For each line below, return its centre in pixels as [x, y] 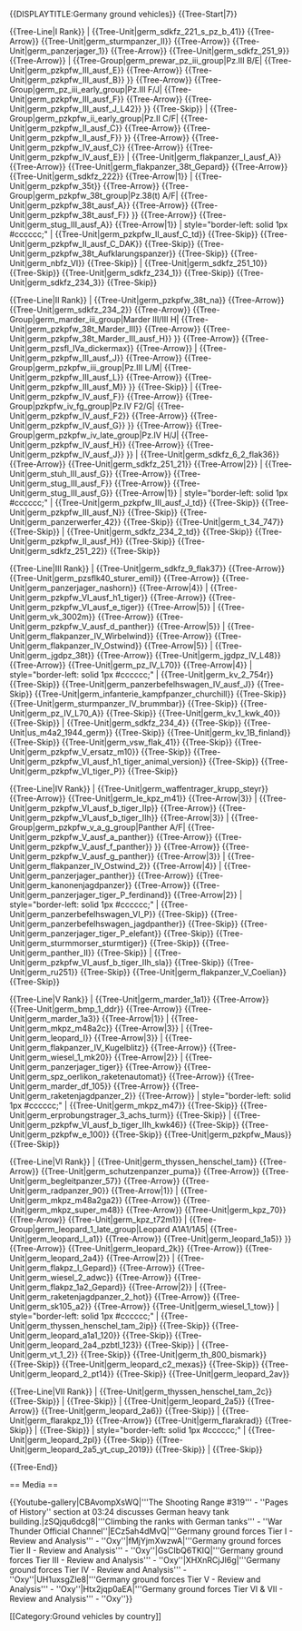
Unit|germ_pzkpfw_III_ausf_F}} [67, 99]
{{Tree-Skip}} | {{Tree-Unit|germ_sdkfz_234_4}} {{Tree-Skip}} [126, 723]
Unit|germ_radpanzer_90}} [59, 1191]
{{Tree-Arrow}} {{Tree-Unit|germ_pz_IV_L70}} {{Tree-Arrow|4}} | [131, 665]
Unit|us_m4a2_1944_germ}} [61, 732]
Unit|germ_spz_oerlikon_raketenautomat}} [88, 1077]
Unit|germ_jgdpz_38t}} [52, 655]
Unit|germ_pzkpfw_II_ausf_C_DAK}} [76, 244]
